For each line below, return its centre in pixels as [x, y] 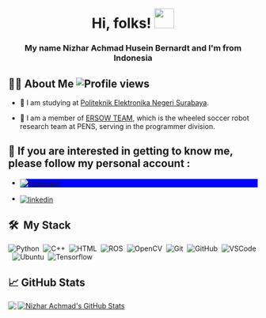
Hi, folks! [122, 23]
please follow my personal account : [99, 163]
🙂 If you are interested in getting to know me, [121, 151]
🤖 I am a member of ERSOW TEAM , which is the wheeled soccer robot [134, 118]
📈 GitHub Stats [47, 283]
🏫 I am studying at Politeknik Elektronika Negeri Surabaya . [114, 102]
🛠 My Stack [40, 225]
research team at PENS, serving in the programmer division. [117, 126]
